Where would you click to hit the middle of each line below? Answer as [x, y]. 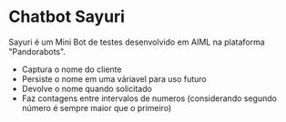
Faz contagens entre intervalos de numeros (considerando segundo [149, 98]
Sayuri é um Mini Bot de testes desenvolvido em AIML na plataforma [137, 42]
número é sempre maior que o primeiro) [97, 107]
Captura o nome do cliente [71, 69]
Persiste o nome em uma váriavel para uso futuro [114, 78]
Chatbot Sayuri [66, 17]
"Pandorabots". [37, 51]
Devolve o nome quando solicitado [87, 88]
